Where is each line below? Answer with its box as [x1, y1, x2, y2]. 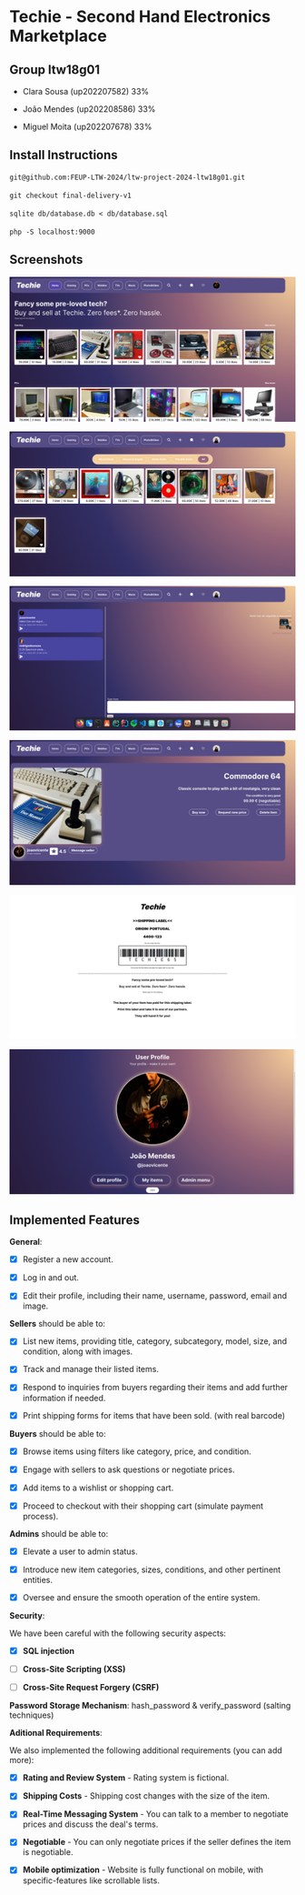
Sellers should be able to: [9, 1318, 106, 1329]
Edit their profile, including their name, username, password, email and [22, 1290, 288, 1301]
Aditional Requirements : [9, 1728, 103, 1739]
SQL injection [22, 1646, 75, 1657]
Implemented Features [9, 1212, 141, 1228]
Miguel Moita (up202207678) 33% [22, 121, 152, 132]
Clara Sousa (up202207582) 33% [22, 86, 150, 96]
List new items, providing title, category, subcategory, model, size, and [22, 1336, 288, 1347]
